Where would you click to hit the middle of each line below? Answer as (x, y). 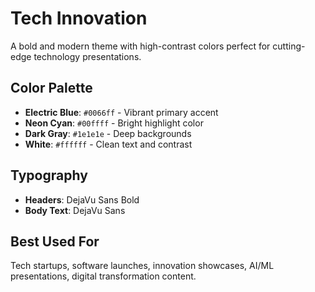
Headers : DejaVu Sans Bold (82, 199)
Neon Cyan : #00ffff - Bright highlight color (114, 123)
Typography (49, 175)
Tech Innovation (79, 18)
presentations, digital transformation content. (103, 276)
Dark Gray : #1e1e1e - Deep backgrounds (108, 133)
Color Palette (51, 88)
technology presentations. (87, 56)
